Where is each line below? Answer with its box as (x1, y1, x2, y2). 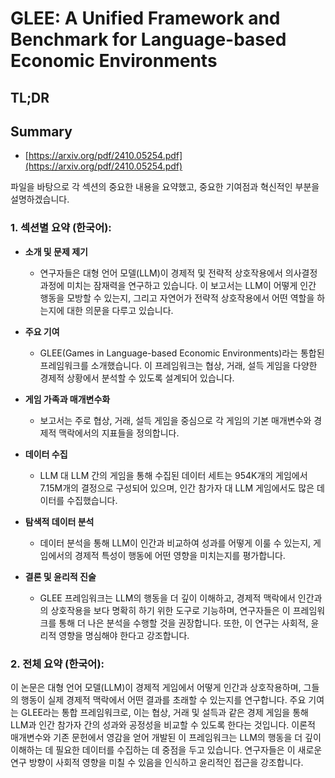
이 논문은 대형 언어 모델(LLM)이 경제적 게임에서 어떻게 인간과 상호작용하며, (10, 681, 302, 693)
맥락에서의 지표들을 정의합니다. (58, 427, 180, 439)
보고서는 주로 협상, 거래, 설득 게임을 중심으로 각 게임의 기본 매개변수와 (39, 414, 312, 426)
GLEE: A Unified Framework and (10, 7, 281, 30)
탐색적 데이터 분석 (24, 515, 95, 527)
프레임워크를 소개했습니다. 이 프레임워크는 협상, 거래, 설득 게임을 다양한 (39, 359, 318, 371)
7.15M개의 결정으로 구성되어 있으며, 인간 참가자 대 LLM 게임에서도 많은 (39, 482, 315, 494)
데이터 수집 (24, 448, 68, 460)
